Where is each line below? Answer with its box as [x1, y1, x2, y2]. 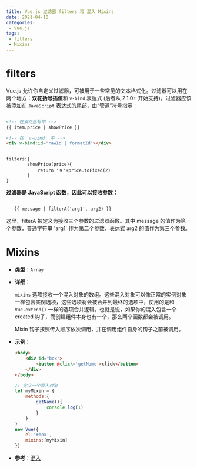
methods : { [25, 393, 49, 400]
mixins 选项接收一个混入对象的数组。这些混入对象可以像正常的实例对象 [14, 291, 187, 298]
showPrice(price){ [27, 162, 72, 167]
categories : [6, 19, 35, 25]
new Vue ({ [14, 426, 39, 432]
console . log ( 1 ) [46, 404, 84, 410]
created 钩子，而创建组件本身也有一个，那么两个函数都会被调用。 [14, 313, 175, 320]
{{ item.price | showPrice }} [6, 124, 81, 130]
